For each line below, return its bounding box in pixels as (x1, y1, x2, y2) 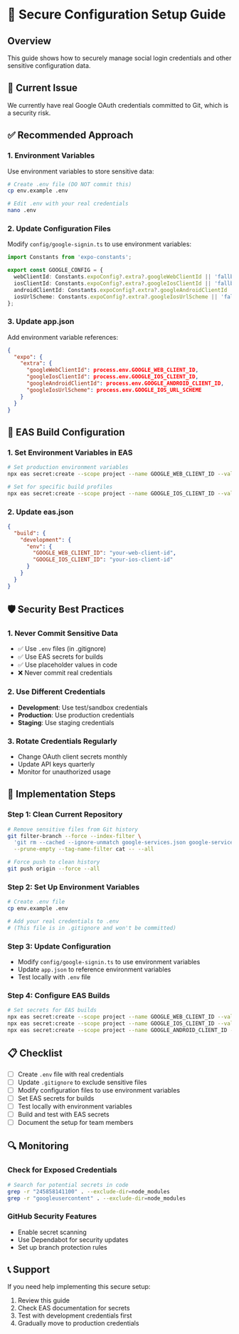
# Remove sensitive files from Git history (7, 826, 139, 833)
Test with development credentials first (17, 1311, 132, 1320)
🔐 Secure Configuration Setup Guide (7, 6, 226, 23)
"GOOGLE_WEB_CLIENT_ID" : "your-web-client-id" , (33, 550, 176, 557)
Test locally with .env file (17, 973, 91, 981)
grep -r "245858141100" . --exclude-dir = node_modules (7, 1188, 171, 1195)
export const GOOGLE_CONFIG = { (7, 267, 103, 274)
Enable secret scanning (17, 1228, 87, 1236)
